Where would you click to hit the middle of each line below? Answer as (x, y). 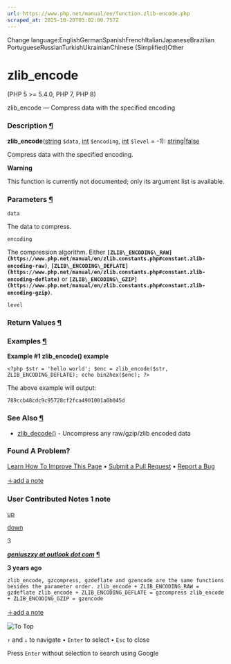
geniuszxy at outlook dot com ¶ (54, 554)
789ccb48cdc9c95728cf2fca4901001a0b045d (66, 401)
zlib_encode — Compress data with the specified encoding (91, 108)
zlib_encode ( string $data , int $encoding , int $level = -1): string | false (103, 141)
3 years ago (25, 568)
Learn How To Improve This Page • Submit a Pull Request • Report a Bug (111, 466)
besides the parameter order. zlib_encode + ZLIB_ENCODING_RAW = (103, 587)
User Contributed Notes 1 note (59, 499)
